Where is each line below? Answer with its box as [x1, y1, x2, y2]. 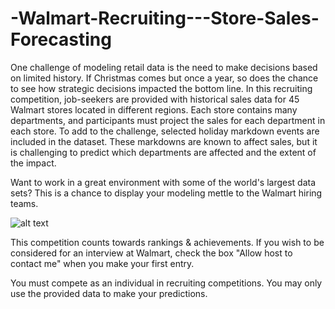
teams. [10, 197, 39, 209]
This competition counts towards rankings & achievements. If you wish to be [10, 236, 325, 248]
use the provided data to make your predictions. [10, 287, 208, 299]
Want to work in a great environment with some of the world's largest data [10, 176, 317, 188]
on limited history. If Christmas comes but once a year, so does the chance [10, 72, 319, 84]
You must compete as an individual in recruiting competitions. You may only [10, 277, 323, 289]
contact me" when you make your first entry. [10, 257, 195, 269]
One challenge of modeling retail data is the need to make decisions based [10, 61, 318, 73]
